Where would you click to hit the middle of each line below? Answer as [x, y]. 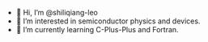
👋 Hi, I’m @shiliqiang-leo [57, 13]
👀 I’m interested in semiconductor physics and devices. [108, 21]
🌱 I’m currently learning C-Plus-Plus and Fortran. [98, 29]
